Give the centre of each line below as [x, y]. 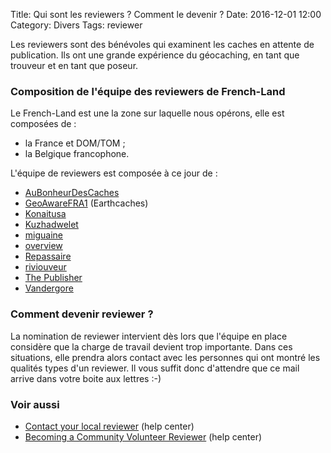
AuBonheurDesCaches [72, 193]
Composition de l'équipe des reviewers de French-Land [148, 91]
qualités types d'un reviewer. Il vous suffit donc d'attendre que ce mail [155, 368]
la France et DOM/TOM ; [75, 143]
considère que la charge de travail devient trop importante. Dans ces [151, 346]
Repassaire [48, 256]
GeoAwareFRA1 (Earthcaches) [86, 203]
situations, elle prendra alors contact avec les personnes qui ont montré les [165, 357]
